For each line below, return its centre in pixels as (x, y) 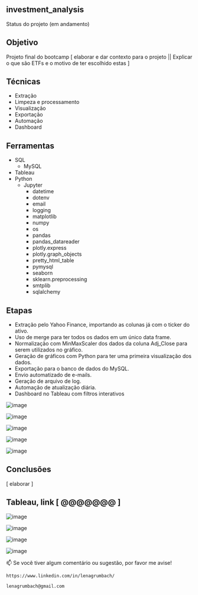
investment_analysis (45, 10)
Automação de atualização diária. (55, 388)
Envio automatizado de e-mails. (53, 375)
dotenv (41, 198)
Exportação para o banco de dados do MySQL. (72, 369)
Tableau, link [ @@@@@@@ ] (64, 503)
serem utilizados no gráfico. (48, 350)
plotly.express (49, 248)
